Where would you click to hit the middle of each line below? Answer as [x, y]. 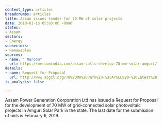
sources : [14, 55]
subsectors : [17, 46]
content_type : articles [29, 9]
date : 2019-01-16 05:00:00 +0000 [39, 23]
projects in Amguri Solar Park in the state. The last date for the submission [79, 110]
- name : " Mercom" [24, 59]
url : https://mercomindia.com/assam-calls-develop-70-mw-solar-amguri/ [83, 64]
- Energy [14, 41]
